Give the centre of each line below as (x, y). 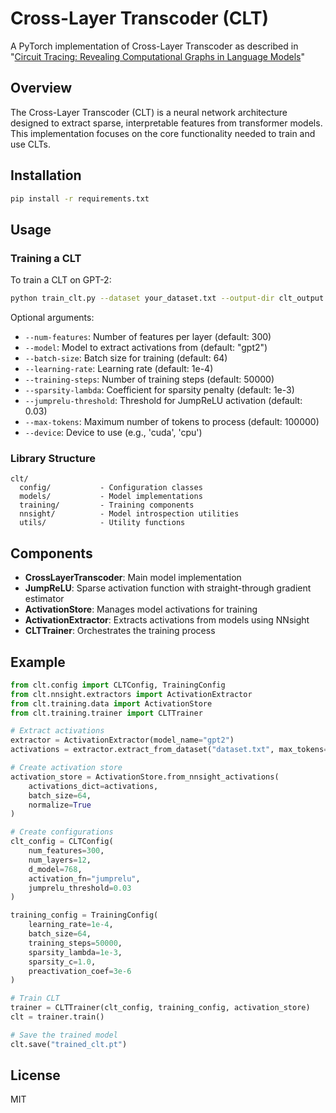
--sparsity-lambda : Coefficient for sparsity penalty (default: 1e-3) (159, 390)
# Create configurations (62, 832)
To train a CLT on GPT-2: (61, 280)
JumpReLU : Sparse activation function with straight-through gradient (168, 588)
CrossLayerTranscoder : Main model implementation (133, 578)
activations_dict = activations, (93, 786)
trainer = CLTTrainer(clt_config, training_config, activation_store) (160, 1008)
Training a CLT (46, 258)
